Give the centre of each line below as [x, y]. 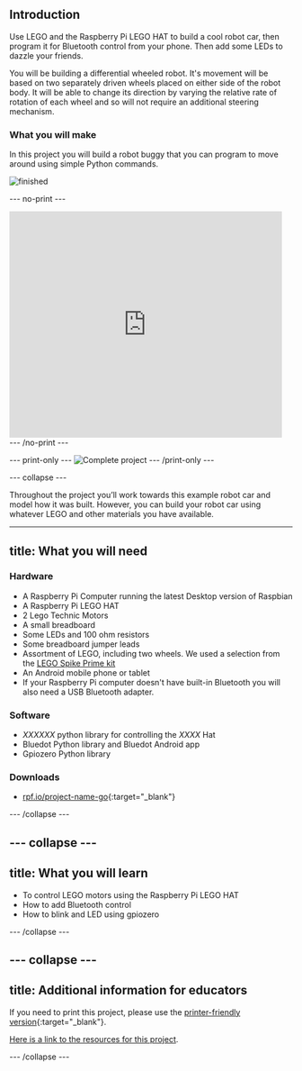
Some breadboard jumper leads [81, 644]
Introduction [45, 15]
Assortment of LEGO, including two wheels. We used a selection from [151, 653]
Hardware [31, 576]
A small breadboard [59, 624]
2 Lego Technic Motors [65, 615]
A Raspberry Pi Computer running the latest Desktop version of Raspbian [157, 596]
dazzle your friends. [46, 55]
